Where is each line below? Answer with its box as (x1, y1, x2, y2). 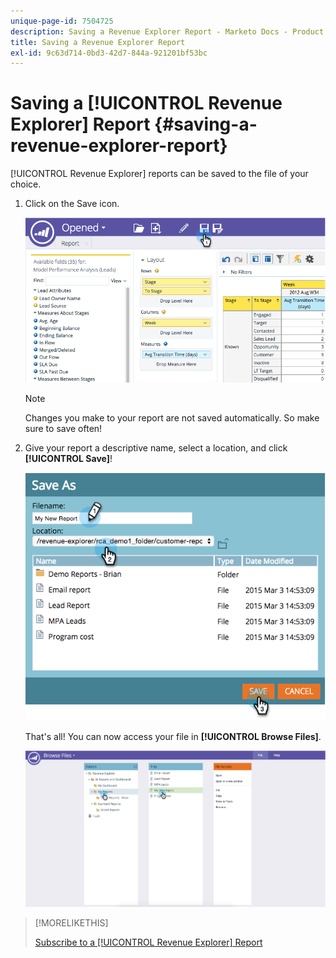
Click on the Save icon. (24, 198, 120, 210)
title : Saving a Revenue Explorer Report (10, 37, 186, 47)
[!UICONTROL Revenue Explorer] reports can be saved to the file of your (10, 168, 309, 180)
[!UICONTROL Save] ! (24, 453, 113, 465)
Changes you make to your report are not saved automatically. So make (24, 412, 320, 424)
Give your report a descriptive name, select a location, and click (24, 442, 288, 454)
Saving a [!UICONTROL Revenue (10, 92, 283, 115)
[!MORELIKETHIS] (34, 916, 109, 929)
